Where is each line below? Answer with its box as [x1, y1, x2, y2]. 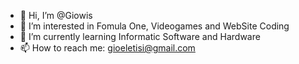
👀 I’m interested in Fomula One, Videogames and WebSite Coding [19, 20, 290, 32]
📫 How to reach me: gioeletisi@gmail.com [19, 42, 196, 54]
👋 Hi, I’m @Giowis [19, 10, 93, 21]
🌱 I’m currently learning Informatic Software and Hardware [19, 31, 261, 42]
